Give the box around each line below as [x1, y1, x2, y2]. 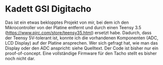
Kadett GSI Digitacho [5, 3, 92, 15]
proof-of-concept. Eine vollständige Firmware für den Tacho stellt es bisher [5, 50, 157, 56]
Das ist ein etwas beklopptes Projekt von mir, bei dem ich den [5, 19, 129, 25]
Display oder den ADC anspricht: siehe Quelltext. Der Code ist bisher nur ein [5, 45, 159, 51]
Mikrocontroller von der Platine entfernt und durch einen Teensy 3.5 [5, 24, 142, 30]
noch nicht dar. [5, 55, 36, 61]
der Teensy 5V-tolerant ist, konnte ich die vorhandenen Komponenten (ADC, [5, 35, 159, 41]
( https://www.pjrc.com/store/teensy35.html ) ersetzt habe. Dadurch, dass [5, 30, 152, 35]
